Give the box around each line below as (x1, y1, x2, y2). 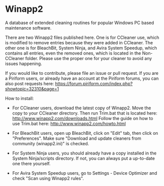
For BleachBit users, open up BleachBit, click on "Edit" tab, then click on (12, 130, 159, 136)
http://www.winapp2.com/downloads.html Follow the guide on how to (12, 115, 153, 121)
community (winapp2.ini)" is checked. (12, 140, 89, 146)
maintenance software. (5, 25, 52, 31)
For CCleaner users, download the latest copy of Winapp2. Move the (12, 105, 151, 111)
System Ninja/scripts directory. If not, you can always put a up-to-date (12, 155, 155, 161)
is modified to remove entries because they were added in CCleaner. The (5, 39, 153, 45)
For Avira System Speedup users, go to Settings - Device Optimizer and (12, 170, 157, 176)
